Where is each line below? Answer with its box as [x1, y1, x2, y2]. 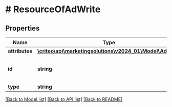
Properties [5, 24, 40, 33]
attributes [8, 47, 32, 55]
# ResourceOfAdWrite [5, 4, 101, 15]
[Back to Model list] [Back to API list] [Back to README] [5, 96, 123, 102]
